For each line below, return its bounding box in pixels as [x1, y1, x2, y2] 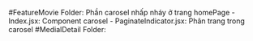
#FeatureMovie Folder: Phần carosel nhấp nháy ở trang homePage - [8, 8, 235, 17]
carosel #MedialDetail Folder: [8, 25, 107, 34]
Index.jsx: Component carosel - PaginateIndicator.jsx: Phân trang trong [8, 16, 246, 26]
